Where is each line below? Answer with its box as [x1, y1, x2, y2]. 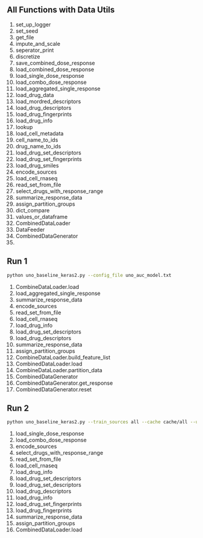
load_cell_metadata [15, 130, 64, 137]
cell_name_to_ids [15, 136, 58, 144]
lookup [15, 123, 33, 130]
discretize [15, 52, 41, 60]
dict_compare [15, 206, 50, 214]
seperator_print [15, 46, 54, 54]
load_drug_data [15, 91, 54, 98]
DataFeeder [15, 226, 45, 233]
